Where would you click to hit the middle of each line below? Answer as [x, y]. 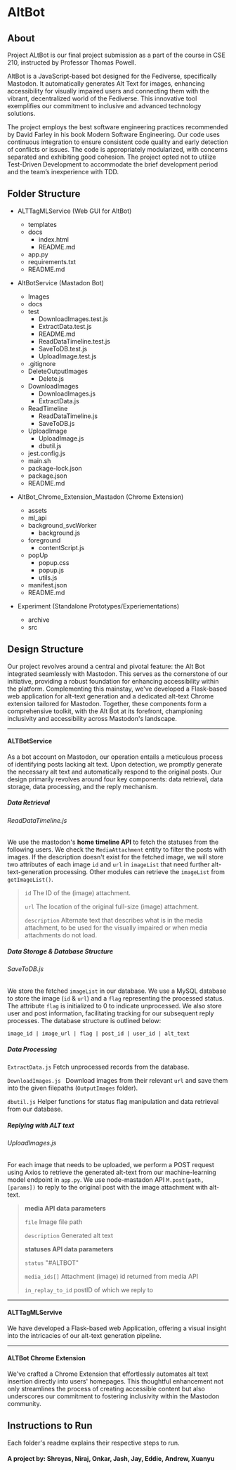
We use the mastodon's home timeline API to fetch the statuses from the [113, 842]
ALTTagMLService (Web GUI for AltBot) [74, 211]
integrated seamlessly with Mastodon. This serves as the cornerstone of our [118, 674]
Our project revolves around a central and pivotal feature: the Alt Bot [106, 666]
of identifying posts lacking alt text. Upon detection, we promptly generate [115, 764]
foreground [44, 540]
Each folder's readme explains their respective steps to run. [94, 1443]
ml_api [37, 518]
